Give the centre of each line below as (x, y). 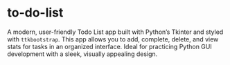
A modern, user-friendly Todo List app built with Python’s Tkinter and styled (115, 32)
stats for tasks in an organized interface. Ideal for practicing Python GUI (110, 46)
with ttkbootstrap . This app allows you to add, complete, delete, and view (113, 39)
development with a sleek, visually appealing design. (82, 54)
